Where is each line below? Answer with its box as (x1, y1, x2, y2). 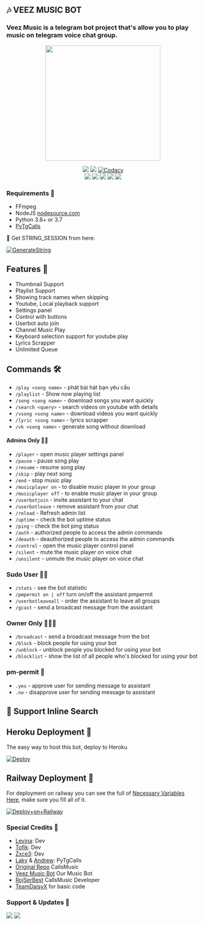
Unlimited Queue (15, 345, 58, 353)
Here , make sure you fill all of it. (6, 795, 86, 803)
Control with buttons (15, 313, 67, 320)
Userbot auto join (15, 319, 59, 327)
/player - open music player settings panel (15, 450, 124, 458)
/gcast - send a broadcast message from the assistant (15, 604, 153, 611)
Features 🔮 (6, 264, 48, 275)
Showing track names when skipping (15, 293, 109, 300)
